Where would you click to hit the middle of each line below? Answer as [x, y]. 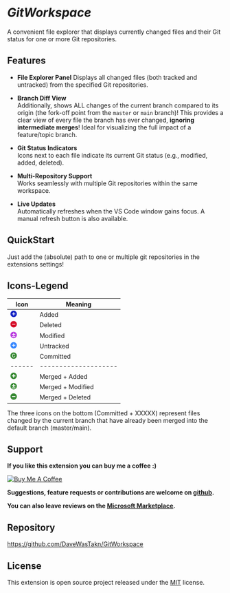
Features [26, 61]
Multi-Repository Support [55, 176]
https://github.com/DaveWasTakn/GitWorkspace [75, 544]
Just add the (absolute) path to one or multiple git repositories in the [104, 257]
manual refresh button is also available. [72, 218]
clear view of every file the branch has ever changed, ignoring [105, 120]
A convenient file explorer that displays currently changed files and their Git [114, 32]
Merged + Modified [67, 386]
